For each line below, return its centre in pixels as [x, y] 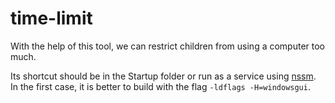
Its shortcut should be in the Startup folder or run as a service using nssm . [163, 76]
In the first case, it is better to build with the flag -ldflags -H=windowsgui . [160, 86]
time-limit [51, 18]
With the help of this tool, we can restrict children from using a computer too [168, 46]
